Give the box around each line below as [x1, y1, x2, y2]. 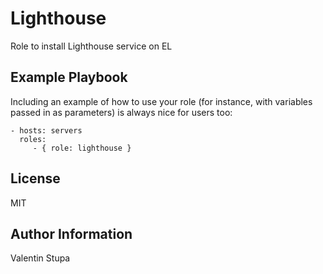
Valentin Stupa [10, 252, 71, 264]
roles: [19, 134, 47, 144]
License [10, 170, 61, 187]
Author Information [10, 225, 133, 242]
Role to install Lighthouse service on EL [10, 40, 173, 52]
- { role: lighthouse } [32, 143, 132, 153]
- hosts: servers [10, 125, 83, 136]
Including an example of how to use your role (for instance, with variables [10, 95, 313, 107]
